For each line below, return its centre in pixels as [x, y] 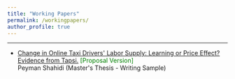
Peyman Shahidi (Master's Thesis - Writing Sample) [92, 68]
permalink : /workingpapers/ [48, 20]
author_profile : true [39, 27]
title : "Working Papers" [43, 14]
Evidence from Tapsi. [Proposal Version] [76, 61]
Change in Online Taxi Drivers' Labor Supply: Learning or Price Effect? [119, 53]
